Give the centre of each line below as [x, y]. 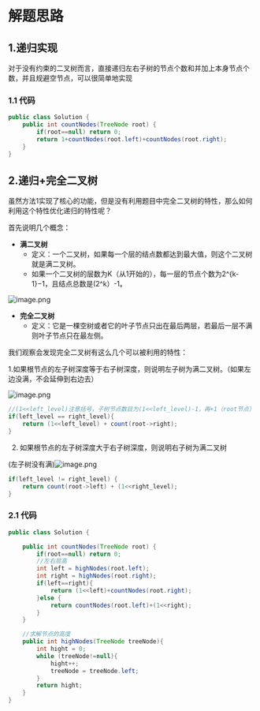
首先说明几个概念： [39, 228]
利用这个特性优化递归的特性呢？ [60, 211]
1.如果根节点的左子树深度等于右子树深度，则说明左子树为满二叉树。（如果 [126, 369]
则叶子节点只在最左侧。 [69, 335]
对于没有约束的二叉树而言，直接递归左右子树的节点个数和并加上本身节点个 [129, 68]
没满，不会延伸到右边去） [56, 379]
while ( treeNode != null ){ [77, 656]
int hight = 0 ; [61, 649]
